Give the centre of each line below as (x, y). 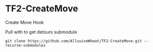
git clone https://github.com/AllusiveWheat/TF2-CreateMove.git (73, 41)
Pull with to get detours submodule (41, 32)
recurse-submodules (25, 45)
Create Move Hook (24, 22)
